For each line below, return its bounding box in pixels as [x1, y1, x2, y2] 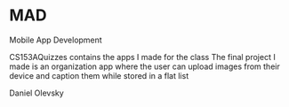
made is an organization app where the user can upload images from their [9, 61, 280, 72]
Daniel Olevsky [9, 88, 64, 98]
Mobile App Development [9, 34, 102, 45]
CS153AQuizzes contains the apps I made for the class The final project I [9, 51, 276, 62]
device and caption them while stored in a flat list [9, 70, 189, 80]
